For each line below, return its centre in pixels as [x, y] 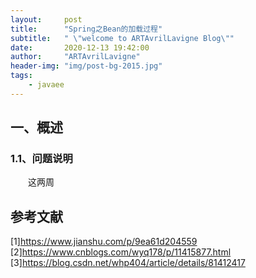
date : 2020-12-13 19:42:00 [80, 47]
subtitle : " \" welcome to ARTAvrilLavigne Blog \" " [122, 38]
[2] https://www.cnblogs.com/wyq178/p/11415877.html [121, 252]
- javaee [46, 85]
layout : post [46, 19]
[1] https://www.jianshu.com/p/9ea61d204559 [104, 242]
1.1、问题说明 [41, 159]
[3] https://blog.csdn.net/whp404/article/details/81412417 [128, 263]
